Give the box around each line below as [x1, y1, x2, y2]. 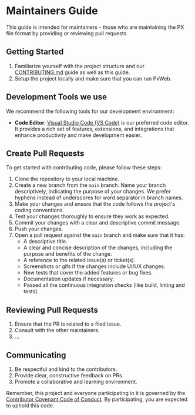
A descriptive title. [23, 238, 68, 245]
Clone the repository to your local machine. [14, 175, 119, 183]
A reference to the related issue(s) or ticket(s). [23, 257, 136, 264]
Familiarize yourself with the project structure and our [14, 62, 145, 69]
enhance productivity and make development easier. [14, 131, 142, 139]
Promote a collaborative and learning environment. [14, 378, 137, 385]
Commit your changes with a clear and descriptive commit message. [14, 219, 181, 226]
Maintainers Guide [6, 4, 98, 18]
